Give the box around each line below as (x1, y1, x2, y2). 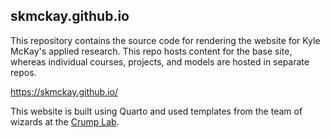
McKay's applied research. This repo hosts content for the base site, (10, 45, 293, 57)
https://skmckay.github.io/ (10, 85, 119, 98)
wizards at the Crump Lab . (10, 115, 120, 128)
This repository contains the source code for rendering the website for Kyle (10, 34, 321, 46)
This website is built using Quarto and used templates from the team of (10, 105, 303, 117)
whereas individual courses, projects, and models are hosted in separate (10, 55, 310, 68)
